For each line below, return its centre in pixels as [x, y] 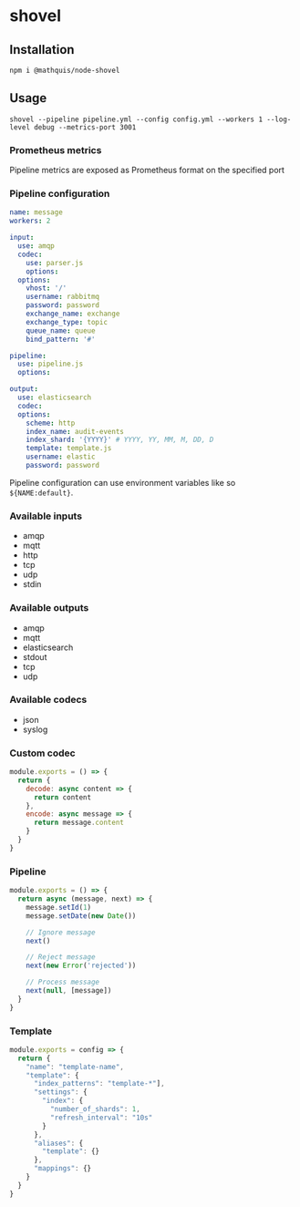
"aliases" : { [58, 1143]
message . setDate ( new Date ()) [81, 916]
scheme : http [51, 423]
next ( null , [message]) [69, 991]
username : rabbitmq [63, 297]
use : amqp [36, 246]
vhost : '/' [47, 288]
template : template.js [69, 449]
